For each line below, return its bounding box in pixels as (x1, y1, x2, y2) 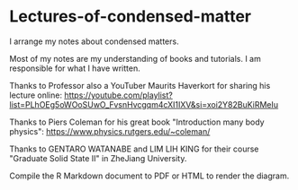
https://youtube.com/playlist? (64, 90, 173, 100)
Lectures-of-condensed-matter (9, 6, 252, 27)
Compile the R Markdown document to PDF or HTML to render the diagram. (9, 170, 290, 181)
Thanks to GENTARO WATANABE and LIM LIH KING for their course (9, 143, 259, 154)
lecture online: (9, 90, 63, 100)
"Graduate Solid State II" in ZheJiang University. (9, 152, 187, 163)
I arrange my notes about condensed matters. (9, 36, 179, 47)
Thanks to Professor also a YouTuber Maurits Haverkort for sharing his (9, 80, 271, 91)
